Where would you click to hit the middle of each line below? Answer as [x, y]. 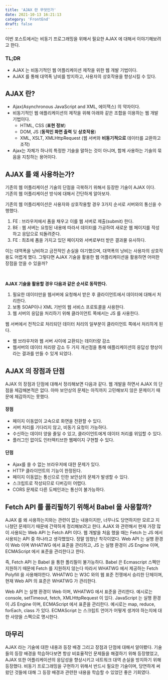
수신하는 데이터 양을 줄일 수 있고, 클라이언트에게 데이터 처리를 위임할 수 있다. [87, 434]
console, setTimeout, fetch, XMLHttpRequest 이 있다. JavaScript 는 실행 [78, 598]
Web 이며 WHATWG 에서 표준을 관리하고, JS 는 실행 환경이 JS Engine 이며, [85, 545]
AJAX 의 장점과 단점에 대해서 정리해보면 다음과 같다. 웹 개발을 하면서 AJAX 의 [81, 384]
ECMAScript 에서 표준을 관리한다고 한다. [45, 551]
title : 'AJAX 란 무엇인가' [31, 10]
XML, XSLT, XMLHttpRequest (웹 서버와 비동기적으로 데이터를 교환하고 [91, 138]
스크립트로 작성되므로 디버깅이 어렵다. [49, 483]
